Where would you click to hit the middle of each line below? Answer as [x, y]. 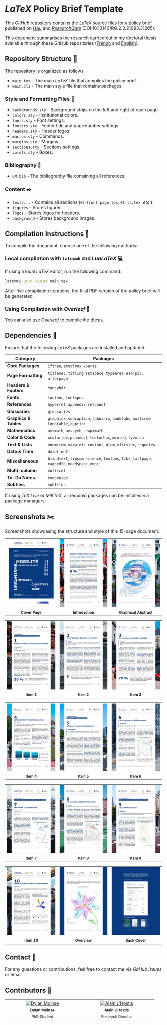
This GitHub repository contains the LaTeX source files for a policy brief [79, 23]
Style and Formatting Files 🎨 [40, 99]
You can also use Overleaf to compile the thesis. [55, 320]
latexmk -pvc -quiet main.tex [37, 281]
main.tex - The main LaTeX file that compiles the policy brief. [75, 80]
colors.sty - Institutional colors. [45, 115]
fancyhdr [56, 388]
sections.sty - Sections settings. [46, 147]
